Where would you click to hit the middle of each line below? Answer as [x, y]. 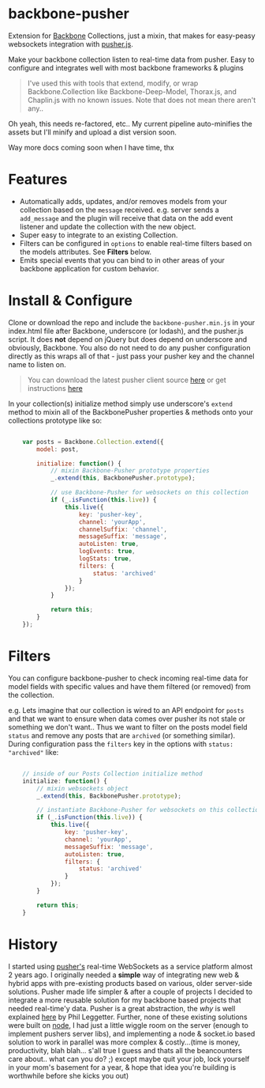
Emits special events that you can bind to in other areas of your [122, 260]
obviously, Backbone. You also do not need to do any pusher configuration [129, 347]
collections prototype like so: [55, 420]
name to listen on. [37, 364]
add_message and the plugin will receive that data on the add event [126, 218]
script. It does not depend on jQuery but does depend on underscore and [128, 339]
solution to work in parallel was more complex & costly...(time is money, [124, 1042]
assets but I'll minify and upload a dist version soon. [93, 132]
